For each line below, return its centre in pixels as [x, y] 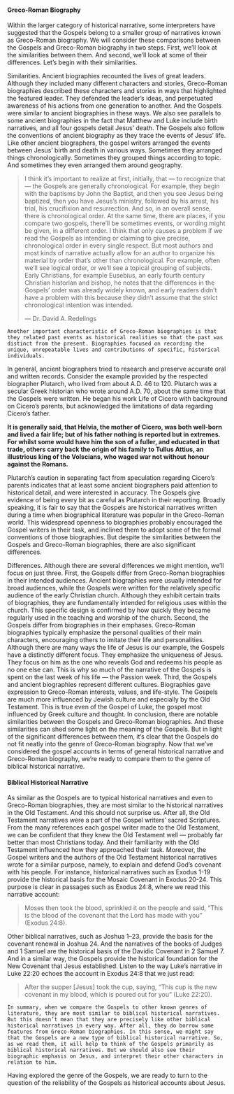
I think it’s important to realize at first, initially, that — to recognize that [125, 179]
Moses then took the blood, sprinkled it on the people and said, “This [124, 908]
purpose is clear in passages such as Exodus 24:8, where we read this [109, 887]
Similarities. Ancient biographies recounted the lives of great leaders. [107, 76]
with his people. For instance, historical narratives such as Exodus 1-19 [109, 872]
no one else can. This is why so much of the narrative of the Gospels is [109, 670]
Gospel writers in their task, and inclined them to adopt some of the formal [114, 530]
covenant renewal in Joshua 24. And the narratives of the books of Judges [115, 944]
